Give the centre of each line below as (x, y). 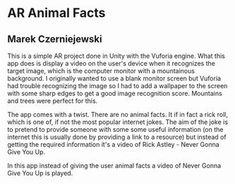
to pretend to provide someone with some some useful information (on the (115, 129)
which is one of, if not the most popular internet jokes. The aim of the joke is (117, 122)
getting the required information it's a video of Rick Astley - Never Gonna (114, 145)
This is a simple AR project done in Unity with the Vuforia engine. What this (116, 56)
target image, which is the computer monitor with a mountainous (101, 71)
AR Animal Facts (56, 13)
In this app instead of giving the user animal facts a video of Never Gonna (114, 166)
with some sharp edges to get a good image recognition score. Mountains (115, 93)
